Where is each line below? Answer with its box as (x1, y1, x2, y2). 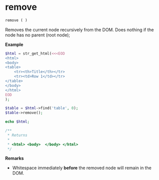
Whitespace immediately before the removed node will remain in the (12, 165, 152, 171)
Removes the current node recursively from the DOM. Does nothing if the (5, 27, 154, 33)
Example (5, 41, 24, 47)
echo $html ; (5, 119, 30, 124)
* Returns (7, 133, 28, 138)
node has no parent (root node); (5, 32, 70, 38)
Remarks (5, 155, 24, 161)
